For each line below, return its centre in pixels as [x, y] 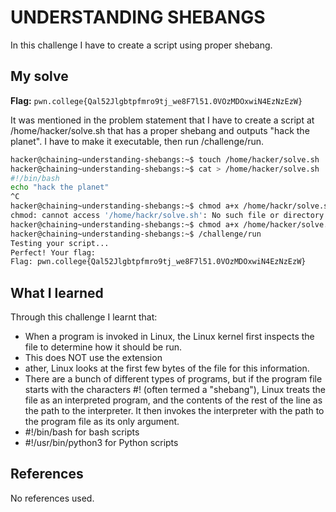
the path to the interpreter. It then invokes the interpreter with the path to [174, 411]
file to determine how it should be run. [103, 347]
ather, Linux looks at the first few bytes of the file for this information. [167, 368]
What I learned [57, 292]
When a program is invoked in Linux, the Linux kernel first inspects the [169, 337]
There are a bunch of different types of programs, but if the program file [173, 379]
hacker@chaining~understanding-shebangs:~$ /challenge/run [136, 234]
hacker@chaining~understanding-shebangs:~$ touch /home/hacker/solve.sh [165, 159]
